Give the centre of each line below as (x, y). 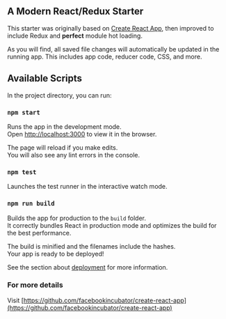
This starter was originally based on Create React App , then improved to (111, 28)
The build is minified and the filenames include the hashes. (91, 246)
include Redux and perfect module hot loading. (75, 36)
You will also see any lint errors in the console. (74, 155)
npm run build (31, 204)
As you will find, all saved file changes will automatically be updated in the (113, 49)
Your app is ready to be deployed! (56, 254)
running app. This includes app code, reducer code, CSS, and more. (105, 56)
